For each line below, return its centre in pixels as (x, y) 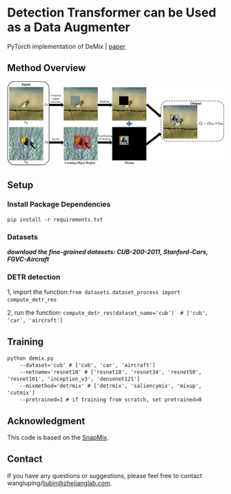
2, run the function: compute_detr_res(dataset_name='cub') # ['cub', (108, 313)
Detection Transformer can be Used (112, 13)
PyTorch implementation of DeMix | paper (67, 46)
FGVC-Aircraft (28, 259)
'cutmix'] (21, 393)
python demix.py (30, 359)
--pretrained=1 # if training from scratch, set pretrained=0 (111, 400)
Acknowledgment (46, 421)
